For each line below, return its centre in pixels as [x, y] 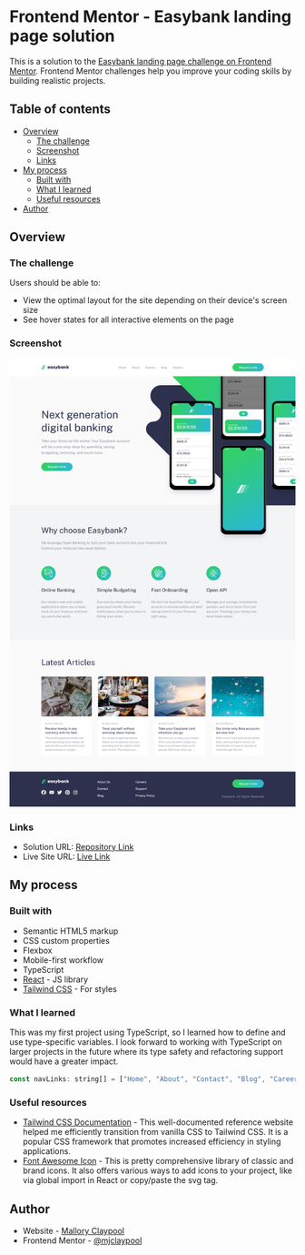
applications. [46, 1151]
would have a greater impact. [64, 1061]
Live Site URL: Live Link [66, 856]
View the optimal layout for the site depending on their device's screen [155, 300]
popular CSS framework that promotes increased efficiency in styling [152, 1142]
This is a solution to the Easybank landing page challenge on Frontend [141, 61]
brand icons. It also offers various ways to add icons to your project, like [157, 1170]
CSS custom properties [66, 940]
